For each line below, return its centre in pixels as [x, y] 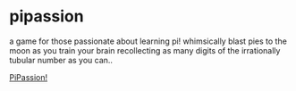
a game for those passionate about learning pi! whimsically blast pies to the [148, 41]
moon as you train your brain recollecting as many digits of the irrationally [145, 50]
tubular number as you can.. [61, 60]
